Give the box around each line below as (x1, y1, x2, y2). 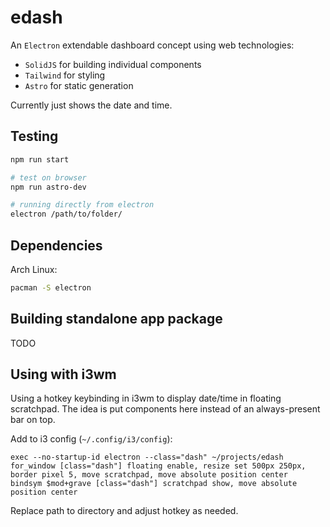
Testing (10, 128, 59, 145)
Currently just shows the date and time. (10, 99, 173, 111)
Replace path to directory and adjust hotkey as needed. (10, 505, 239, 517)
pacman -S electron (10, 282, 92, 293)
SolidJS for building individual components (24, 58, 202, 70)
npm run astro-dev (10, 182, 87, 192)
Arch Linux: (10, 263, 58, 275)
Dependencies (10, 237, 103, 254)
